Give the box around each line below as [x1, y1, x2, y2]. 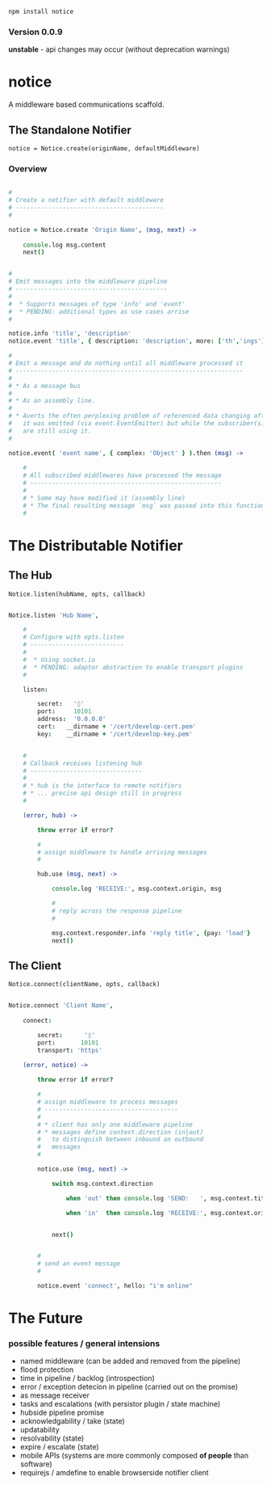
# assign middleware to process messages [37, 1098, 179, 1107]
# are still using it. [8, 427, 92, 435]
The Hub [8, 568, 52, 582]
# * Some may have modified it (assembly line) [23, 494, 186, 502]
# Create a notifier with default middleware [8, 196, 164, 205]
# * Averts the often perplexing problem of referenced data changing [8, 412, 251, 420]
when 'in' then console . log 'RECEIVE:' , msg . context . [65, 1209, 254, 1217]
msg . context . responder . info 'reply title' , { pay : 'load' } [51, 929, 251, 937]
